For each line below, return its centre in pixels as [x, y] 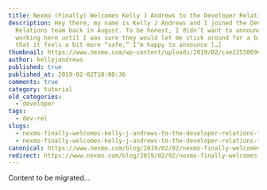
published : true [35, 67]
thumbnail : [26, 52]
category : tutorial [41, 89]
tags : [17, 112]
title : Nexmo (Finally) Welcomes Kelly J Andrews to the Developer [122, 15]
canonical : [26, 148]
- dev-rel [31, 119]
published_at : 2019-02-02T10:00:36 [67, 74]
